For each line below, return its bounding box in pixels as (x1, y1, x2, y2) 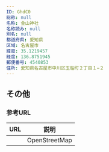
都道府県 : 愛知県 (6, 37, 43, 43)
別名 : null (6, 31, 32, 37)
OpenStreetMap (26, 136, 72, 145)
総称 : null (6, 14, 32, 21)
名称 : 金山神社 (6, 20, 39, 26)
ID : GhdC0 (6, 8, 31, 15)
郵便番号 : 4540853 (6, 59, 49, 65)
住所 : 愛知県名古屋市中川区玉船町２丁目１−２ (6, 65, 104, 71)
